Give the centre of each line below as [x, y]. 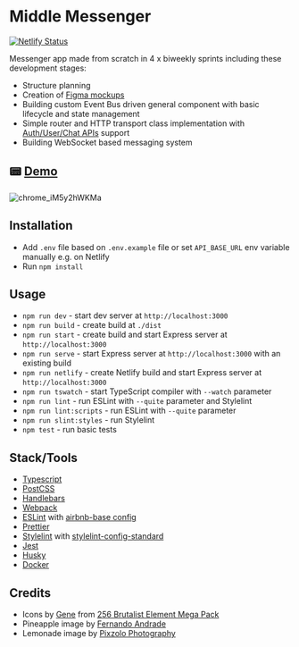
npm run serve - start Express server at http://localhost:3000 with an [151, 354]
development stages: [48, 68]
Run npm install [53, 266]
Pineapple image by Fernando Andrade [94, 624]
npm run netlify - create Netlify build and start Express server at [141, 373]
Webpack [40, 508]
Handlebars [43, 499]
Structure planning [56, 85]
